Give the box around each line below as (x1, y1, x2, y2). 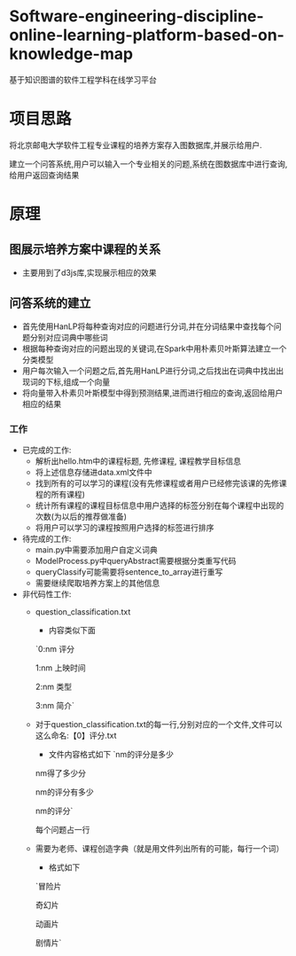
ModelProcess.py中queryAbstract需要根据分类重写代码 (35, 555, 237, 566)
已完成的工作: (21, 444, 72, 455)
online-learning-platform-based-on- (9, 25, 285, 45)
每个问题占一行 (35, 824, 90, 835)
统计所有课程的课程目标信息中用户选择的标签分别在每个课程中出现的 (35, 499, 284, 511)
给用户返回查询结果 (9, 169, 80, 180)
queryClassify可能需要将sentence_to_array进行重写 (35, 566, 223, 577)
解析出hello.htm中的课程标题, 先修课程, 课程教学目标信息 (35, 455, 242, 466)
